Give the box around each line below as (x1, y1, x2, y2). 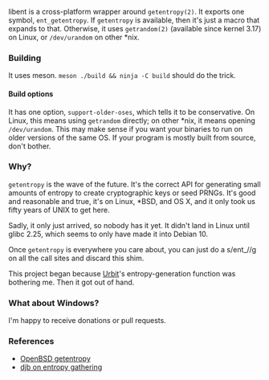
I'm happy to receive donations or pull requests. (8, 316, 166, 325)
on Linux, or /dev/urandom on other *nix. (8, 32, 141, 42)
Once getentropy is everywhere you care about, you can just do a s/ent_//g (8, 244, 257, 254)
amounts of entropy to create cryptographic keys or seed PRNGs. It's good (8, 188, 256, 198)
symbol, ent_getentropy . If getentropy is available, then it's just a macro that (8, 15, 260, 25)
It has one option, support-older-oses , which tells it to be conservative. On (8, 107, 255, 116)
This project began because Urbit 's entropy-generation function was (8, 268, 236, 278)
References (8, 336, 55, 347)
